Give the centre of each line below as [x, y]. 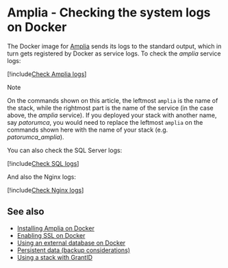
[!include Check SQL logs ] [43, 163]
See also [26, 211]
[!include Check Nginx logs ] [46, 190]
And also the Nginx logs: [42, 177]
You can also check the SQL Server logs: [65, 150]
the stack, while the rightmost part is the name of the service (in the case [110, 108]
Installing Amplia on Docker [55, 228]
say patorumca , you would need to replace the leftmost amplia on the [105, 122]
